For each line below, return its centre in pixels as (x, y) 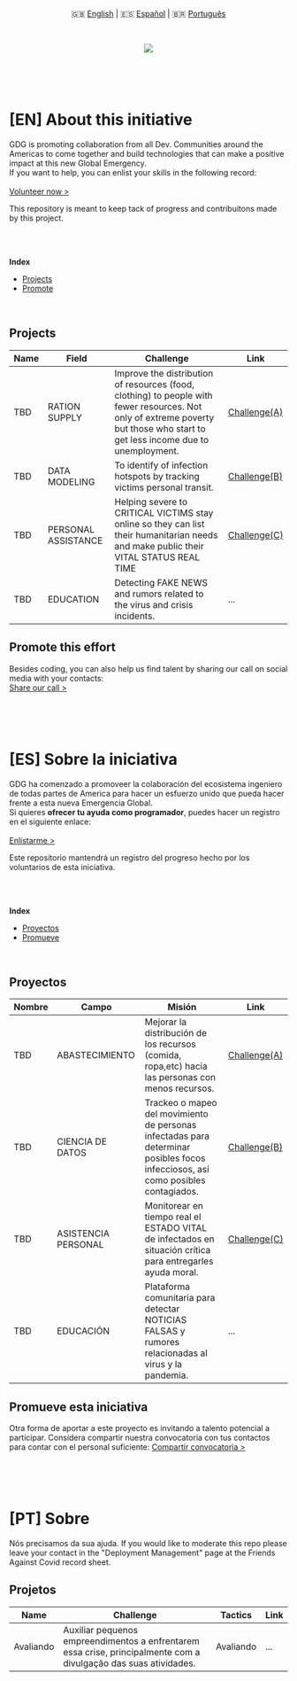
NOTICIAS (166, 1320)
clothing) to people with (164, 395)
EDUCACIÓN (84, 1331)
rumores (162, 1342)
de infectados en (179, 1239)
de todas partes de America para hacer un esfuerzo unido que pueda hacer (147, 793)
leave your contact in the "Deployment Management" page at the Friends (142, 1553)
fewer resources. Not (158, 406)
